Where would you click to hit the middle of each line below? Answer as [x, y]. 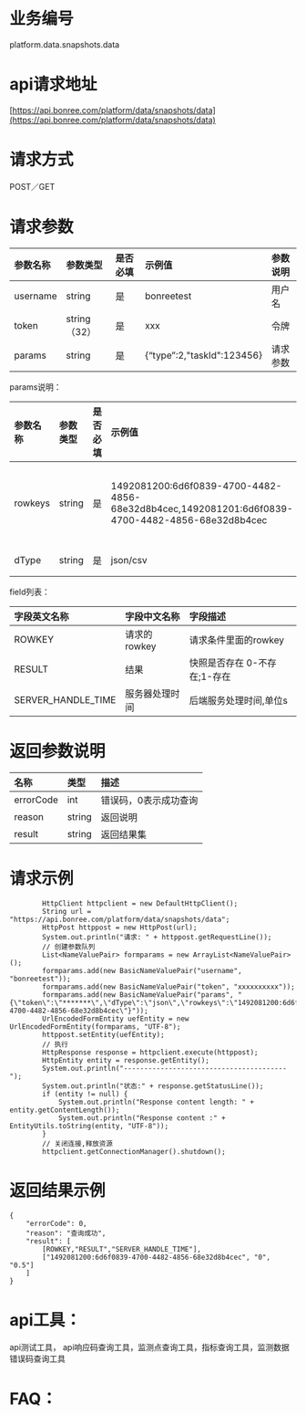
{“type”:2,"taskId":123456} [204, 355]
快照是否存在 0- [224, 663]
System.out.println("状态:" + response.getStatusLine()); [153, 1086]
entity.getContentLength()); [65, 1110]
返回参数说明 [58, 751]
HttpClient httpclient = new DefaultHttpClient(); [140, 903]
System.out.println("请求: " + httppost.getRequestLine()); [157, 937]
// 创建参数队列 [69, 947]
